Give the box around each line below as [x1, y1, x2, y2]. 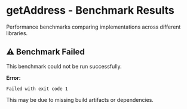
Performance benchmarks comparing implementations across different [6, 23, 181, 30]
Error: [6, 74, 21, 81]
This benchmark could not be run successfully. [6, 63, 122, 70]
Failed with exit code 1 [6, 86, 68, 92]
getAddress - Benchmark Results [6, 4, 174, 17]
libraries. [6, 29, 28, 36]
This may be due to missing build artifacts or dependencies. [6, 96, 154, 103]
